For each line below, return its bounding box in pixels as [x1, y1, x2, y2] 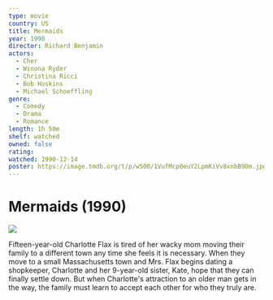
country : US [8, 19, 49, 28]
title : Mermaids [8, 27, 63, 35]
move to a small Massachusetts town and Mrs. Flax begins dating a [8, 257, 233, 267]
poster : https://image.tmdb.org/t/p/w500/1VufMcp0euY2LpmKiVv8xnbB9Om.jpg [8, 163, 267, 171]
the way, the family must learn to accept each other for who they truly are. [8, 283, 258, 293]
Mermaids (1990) [8, 198, 128, 216]
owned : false [8, 139, 53, 148]
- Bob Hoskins [15, 79, 63, 88]
